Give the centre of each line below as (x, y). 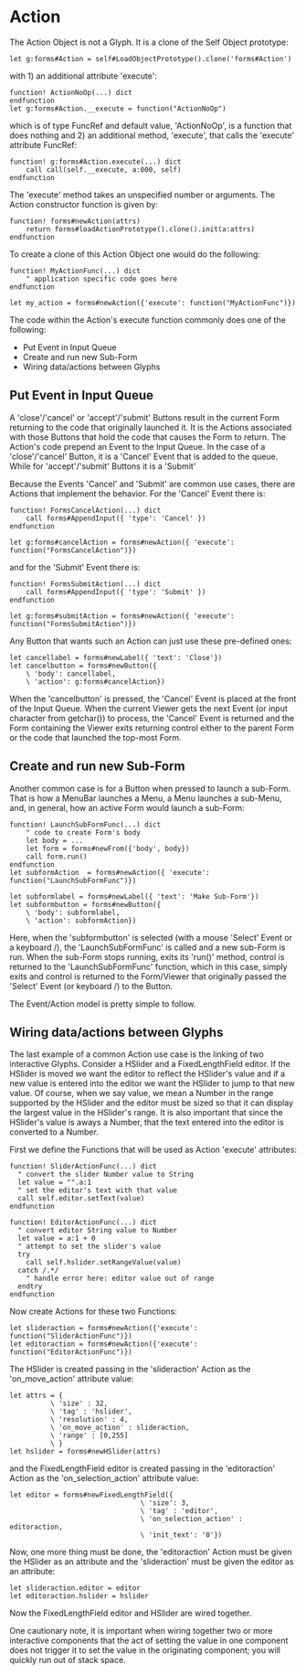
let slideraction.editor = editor (75, 1588)
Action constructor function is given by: (84, 204)
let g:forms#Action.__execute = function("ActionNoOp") (118, 108)
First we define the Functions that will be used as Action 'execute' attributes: (153, 1150)
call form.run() (57, 857)
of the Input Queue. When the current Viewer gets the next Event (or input (148, 708)
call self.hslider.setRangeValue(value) (104, 1263)
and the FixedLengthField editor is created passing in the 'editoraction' (142, 1468)
